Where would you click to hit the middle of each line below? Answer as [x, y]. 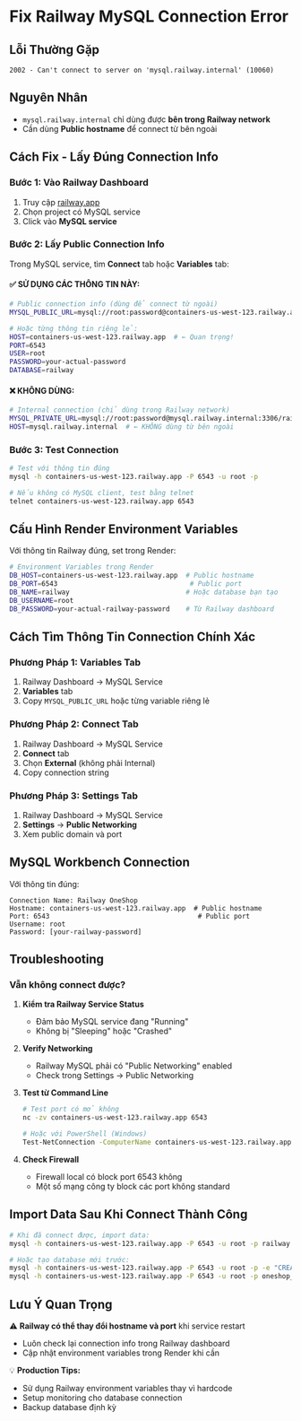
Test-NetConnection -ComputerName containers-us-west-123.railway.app [157, 1142]
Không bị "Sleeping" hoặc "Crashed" [104, 1031]
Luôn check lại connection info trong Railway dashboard [126, 1343]
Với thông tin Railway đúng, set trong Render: [93, 551]
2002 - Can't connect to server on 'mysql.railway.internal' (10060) [142, 70]
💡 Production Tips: [45, 1370]
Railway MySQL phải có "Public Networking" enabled [134, 1066]
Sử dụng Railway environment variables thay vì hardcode [127, 1388]
